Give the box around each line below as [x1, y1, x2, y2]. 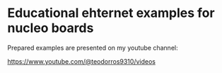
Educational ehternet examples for [7, 5, 215, 21]
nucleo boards [7, 20, 94, 36]
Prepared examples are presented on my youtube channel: [7, 43, 178, 52]
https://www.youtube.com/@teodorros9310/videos [7, 57, 156, 65]
